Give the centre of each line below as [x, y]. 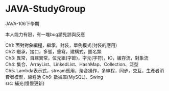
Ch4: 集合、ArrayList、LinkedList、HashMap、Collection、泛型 [72, 64]
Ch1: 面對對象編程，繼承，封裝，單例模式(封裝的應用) [61, 45]
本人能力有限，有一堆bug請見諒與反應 [45, 34]
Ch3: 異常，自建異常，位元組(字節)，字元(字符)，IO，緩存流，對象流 [77, 58]
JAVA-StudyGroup [45, 9]
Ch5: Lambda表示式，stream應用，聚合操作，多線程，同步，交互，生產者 [82, 70]
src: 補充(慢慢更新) [25, 83]
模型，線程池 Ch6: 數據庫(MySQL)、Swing [59, 77]
